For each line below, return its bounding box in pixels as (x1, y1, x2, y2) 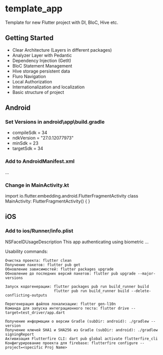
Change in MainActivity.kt (5, 182, 69, 189)
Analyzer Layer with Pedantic (12, 52, 72, 58)
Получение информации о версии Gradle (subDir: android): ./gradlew (5, 319, 149, 324)
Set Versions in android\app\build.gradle (5, 119, 105, 126)
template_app (5, 3, 63, 14)
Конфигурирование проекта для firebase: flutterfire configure (5, 341, 138, 346)
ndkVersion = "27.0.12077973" (12, 135, 74, 141)
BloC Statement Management (12, 63, 73, 69)
